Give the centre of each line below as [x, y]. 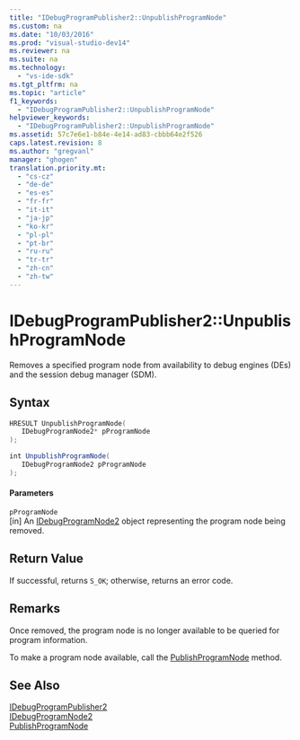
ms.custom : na [36, 26]
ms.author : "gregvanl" [52, 151]
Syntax [30, 403]
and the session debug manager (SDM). [83, 374]
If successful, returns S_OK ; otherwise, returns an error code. [121, 580]
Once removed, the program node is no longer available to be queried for [145, 630]
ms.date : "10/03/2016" [52, 34]
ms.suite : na [34, 59]
